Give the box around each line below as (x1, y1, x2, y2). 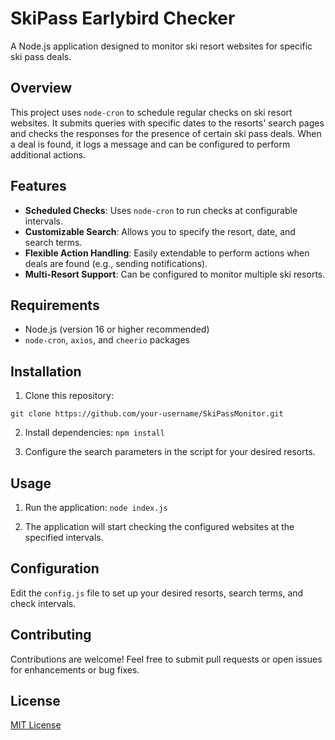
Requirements (10, 297, 100, 314)
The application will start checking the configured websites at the (24, 521, 295, 532)
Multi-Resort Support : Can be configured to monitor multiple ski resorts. (24, 268, 326, 280)
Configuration (10, 560, 100, 577)
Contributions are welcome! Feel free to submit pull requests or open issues (10, 653, 323, 665)
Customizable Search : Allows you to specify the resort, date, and (24, 225, 296, 237)
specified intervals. (24, 532, 104, 543)
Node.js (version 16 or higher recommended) (24, 323, 210, 336)
